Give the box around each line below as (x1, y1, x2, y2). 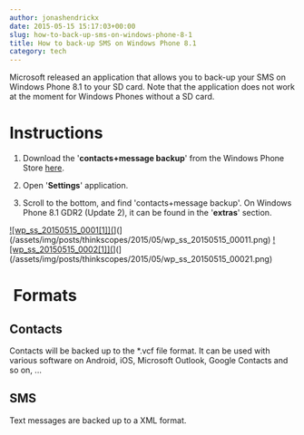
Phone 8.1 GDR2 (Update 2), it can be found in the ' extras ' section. (22, 208, 272, 218)
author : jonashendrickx (9, 13, 100, 23)
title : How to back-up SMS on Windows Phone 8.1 (9, 38, 197, 48)
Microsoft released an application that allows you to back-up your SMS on (9, 72, 287, 82)
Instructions (9, 123, 103, 143)
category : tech (9, 47, 67, 56)
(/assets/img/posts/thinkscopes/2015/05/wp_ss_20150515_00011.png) (9, 235, 271, 246)
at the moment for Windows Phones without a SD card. (9, 92, 215, 102)
